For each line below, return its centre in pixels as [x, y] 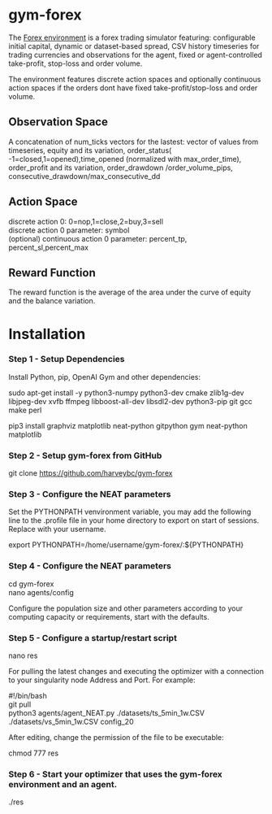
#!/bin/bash [28, 696]
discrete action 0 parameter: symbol [69, 230]
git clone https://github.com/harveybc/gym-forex [91, 473]
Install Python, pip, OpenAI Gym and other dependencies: [105, 377]
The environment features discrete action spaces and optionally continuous [135, 79]
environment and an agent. [63, 784]
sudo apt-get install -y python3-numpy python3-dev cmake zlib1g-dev [126, 393]
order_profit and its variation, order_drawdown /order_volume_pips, [121, 168]
